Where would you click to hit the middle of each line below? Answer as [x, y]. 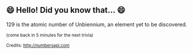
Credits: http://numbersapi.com [38, 45]
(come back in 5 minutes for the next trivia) [50, 35]
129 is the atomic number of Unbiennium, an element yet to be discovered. [97, 24]
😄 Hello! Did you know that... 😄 [66, 10]
